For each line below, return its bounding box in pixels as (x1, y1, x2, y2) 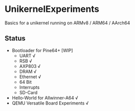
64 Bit (19, 79, 32, 85)
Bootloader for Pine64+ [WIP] (11, 47, 73, 53)
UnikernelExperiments (4, 3, 100, 15)
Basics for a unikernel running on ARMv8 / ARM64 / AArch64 (4, 20, 131, 26)
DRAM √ (19, 68, 37, 74)
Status (4, 34, 26, 43)
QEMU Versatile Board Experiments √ (11, 100, 89, 106)
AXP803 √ (19, 63, 41, 69)
